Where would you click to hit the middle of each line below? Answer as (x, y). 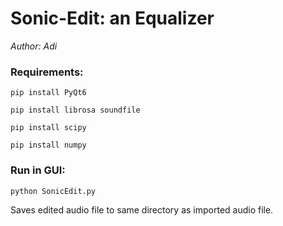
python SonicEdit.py (53, 191)
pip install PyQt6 (48, 93)
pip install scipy (48, 128)
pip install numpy (48, 145)
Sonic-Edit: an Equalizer (112, 18)
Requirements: (47, 72)
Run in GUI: (38, 170)
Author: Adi (34, 46)
